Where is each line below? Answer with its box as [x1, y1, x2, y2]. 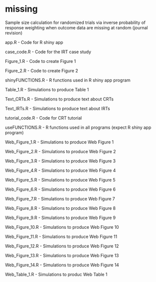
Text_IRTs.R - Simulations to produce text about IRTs [5, 105, 110, 111]
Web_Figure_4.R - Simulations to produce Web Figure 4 [5, 167, 116, 173]
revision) [5, 30, 23, 36]
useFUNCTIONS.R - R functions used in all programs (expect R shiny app [5, 124, 152, 130]
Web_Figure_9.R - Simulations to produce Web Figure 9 [5, 215, 116, 221]
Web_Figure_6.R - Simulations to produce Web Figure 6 [5, 186, 116, 192]
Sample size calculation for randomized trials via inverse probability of [5, 20, 146, 25]
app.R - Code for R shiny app [5, 39, 63, 45]
